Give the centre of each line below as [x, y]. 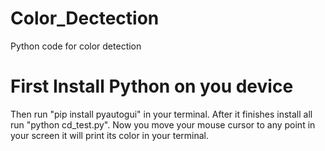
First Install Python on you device [152, 86]
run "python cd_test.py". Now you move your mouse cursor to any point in [163, 124]
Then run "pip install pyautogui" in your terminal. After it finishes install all [161, 114]
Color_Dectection [85, 18]
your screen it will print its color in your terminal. [109, 135]
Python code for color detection [76, 46]
